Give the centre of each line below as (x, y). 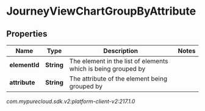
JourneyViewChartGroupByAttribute (101, 11)
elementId (24, 65)
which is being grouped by (107, 69)
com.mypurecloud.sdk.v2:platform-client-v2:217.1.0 (71, 101)
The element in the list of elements (119, 61)
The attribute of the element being (118, 79)
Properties (27, 34)
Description (121, 51)
